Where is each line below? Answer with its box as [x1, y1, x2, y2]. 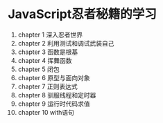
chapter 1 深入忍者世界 [17, 30, 83, 39]
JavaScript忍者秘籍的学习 [8, 6, 157, 22]
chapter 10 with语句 [17, 108, 75, 116]
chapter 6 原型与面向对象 [17, 73, 90, 82]
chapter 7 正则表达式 [17, 82, 78, 91]
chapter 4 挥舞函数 [17, 56, 72, 64]
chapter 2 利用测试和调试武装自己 [17, 39, 114, 47]
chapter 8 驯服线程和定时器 [17, 91, 96, 99]
